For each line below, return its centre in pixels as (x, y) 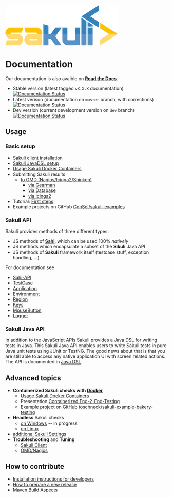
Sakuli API (18, 220)
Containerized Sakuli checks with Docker (58, 391)
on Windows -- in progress (49, 423)
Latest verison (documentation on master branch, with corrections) (83, 99)
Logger (20, 315)
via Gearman (42, 185)
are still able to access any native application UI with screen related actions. (85, 356)
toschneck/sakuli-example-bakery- (116, 407)
